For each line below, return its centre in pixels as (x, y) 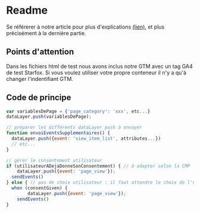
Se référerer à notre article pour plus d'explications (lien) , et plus (85, 27)
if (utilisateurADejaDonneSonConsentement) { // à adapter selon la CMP (98, 166)
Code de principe (39, 98)
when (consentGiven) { (40, 188)
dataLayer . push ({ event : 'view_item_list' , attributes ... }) (86, 139)
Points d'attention (40, 52)
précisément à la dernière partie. (46, 33)
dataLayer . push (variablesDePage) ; (49, 117)
